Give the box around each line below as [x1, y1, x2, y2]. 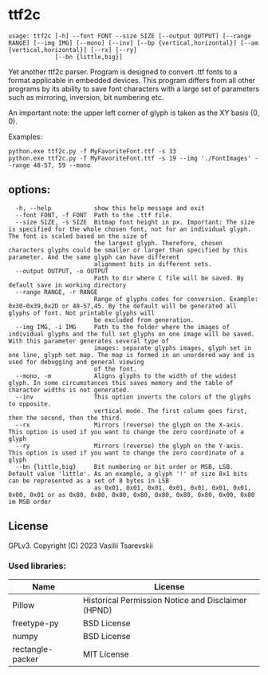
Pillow [12, 599, 35, 610]
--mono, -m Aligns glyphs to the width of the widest [15, 371, 238, 380]
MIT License [82, 649, 129, 660]
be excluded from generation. [93, 316, 195, 324]
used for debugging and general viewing [8, 358, 145, 366]
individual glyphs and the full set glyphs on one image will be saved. [8, 330, 255, 338]
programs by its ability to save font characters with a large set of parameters [8, 84, 260, 93]
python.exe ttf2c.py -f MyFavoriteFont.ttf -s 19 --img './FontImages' [8, 154, 251, 162]
